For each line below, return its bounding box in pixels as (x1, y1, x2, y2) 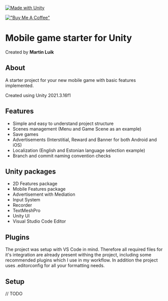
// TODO (5, 291, 23, 296)
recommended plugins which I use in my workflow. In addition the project (5, 257, 158, 263)
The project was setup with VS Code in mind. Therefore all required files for (5, 246, 163, 252)
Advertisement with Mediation (12, 191, 75, 197)
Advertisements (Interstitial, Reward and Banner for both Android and (12, 137, 157, 143)
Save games (12, 131, 39, 137)
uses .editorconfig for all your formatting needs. (5, 263, 105, 269)
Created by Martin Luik (5, 49, 54, 55)
